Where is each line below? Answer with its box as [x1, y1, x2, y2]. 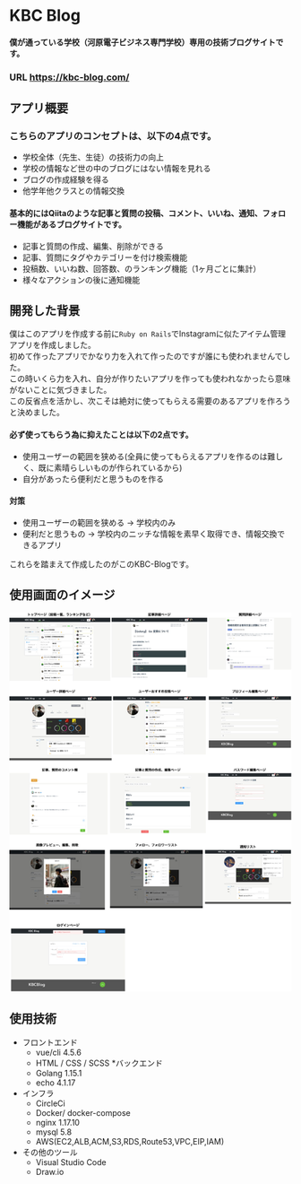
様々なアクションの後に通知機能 [21, 274, 141, 285]
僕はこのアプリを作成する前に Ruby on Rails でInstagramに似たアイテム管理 [9, 328, 287, 339]
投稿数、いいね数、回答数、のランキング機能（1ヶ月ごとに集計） [21, 263, 262, 274]
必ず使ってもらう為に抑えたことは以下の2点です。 [9, 430, 194, 440]
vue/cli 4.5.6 [35, 1047, 82, 1058]
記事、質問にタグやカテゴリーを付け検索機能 [21, 252, 188, 263]
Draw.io [35, 1166, 64, 1177]
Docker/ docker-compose [35, 1107, 132, 1118]
